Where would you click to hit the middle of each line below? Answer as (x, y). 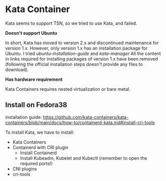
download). (17, 70)
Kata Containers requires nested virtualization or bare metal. (68, 89)
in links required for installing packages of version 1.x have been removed (81, 58)
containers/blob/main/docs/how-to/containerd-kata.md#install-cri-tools (80, 123)
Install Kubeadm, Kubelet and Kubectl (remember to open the (84, 158)
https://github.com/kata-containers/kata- (86, 117)
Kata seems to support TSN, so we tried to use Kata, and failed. (71, 23)
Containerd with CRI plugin (40, 147)
